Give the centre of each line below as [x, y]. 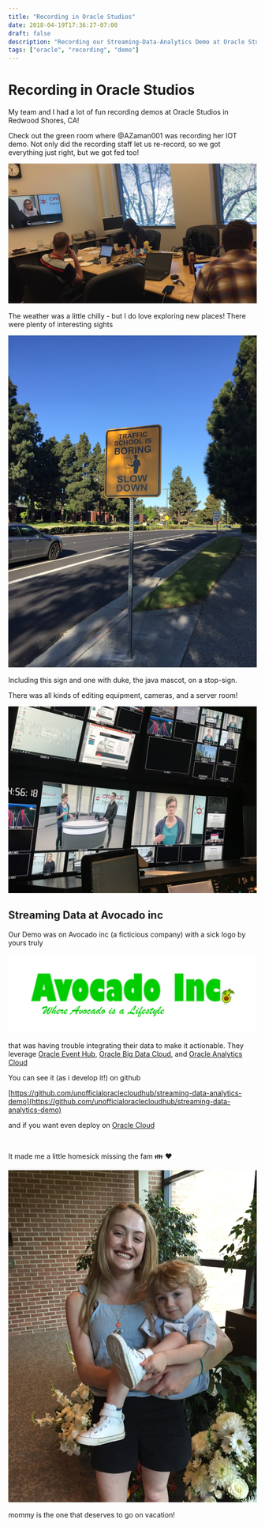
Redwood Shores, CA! [44, 121]
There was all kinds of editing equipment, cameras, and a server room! [123, 696]
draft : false [30, 33]
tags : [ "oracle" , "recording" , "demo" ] [74, 50]
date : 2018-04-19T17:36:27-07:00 [63, 25]
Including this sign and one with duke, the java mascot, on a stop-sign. [123, 681]
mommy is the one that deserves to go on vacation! [91, 1515]
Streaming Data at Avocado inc [86, 916]
